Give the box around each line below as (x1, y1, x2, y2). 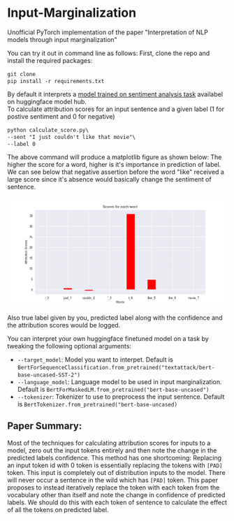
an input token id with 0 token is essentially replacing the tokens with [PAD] (7, 461, 223, 469)
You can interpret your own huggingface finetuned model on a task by (7, 334, 210, 343)
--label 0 (7, 140, 36, 147)
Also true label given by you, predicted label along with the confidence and (7, 313, 223, 322)
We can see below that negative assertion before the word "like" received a (7, 168, 225, 176)
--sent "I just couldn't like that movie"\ (7, 133, 136, 140)
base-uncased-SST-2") (17, 372, 80, 379)
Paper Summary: (7, 420, 82, 432)
